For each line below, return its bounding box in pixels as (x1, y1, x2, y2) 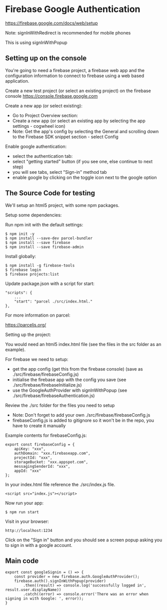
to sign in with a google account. (5, 542, 72, 548)
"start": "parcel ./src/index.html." (14, 299, 93, 304)
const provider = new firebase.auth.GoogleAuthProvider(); (14, 574, 140, 579)
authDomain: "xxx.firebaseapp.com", (14, 451, 91, 456)
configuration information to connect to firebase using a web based (5, 73, 144, 79)
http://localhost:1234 (5, 528, 52, 533)
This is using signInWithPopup (5, 39, 67, 46)
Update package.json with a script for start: (5, 280, 95, 286)
